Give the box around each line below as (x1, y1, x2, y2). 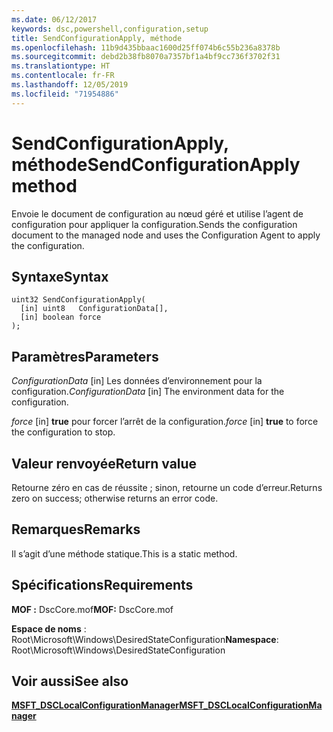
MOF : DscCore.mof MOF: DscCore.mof (11, 603, 174, 615)
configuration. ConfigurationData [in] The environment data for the (11, 386, 285, 398)
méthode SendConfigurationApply (11, 153, 301, 176)
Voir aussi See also (11, 673, 129, 690)
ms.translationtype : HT (11, 61, 111, 71)
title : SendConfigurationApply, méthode (11, 33, 183, 43)
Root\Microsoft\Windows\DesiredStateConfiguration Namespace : (11, 633, 279, 645)
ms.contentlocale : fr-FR (11, 71, 115, 81)
